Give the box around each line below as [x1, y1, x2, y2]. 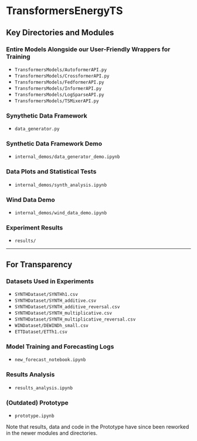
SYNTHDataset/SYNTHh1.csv [14, 292, 78, 298]
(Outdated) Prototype [6, 398, 69, 406]
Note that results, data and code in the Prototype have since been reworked [6, 423, 189, 430]
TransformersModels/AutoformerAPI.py [14, 66, 107, 73]
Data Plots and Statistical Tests [6, 167, 97, 176]
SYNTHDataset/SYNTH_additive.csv [14, 298, 97, 304]
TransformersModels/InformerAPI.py [14, 85, 102, 92]
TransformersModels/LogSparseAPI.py [14, 92, 104, 97]
